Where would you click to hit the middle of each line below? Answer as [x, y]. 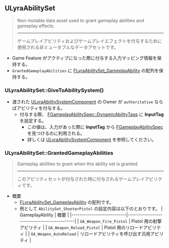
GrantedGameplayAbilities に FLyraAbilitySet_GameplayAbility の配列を [86, 71]
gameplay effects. [36, 26]
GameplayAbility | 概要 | [44, 215]
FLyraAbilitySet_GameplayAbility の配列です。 [67, 202]
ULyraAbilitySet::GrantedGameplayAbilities [59, 153]
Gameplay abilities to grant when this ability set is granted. [78, 164]
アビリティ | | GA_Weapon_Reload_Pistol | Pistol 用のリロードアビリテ [90, 228]
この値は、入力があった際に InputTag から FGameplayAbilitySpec [95, 127]
